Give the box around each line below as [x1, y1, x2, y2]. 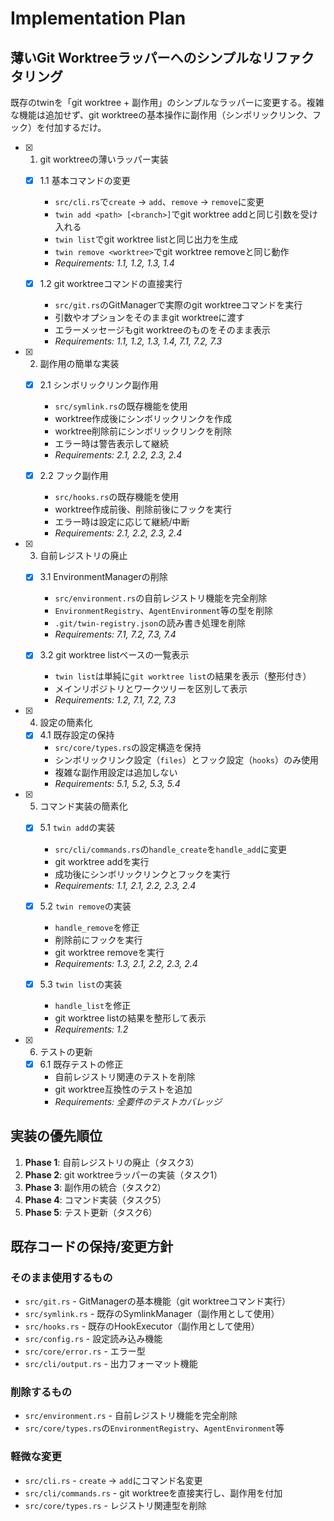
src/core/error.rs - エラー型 [24, 1345, 146, 1357]
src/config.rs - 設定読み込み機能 [24, 1333, 163, 1345]
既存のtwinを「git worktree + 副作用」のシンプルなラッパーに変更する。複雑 [10, 97, 325, 108]
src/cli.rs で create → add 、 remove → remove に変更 [54, 196, 265, 208]
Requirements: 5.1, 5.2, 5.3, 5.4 [54, 778, 181, 790]
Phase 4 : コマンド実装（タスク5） [24, 1193, 167, 1206]
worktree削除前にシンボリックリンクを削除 [54, 425, 233, 437]
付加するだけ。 [44, 122, 107, 133]
